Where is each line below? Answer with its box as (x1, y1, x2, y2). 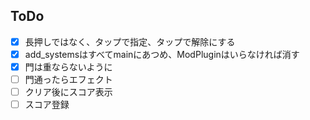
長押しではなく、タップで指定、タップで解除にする (24, 35, 236, 48)
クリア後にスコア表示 (24, 86, 113, 98)
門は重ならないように (24, 60, 113, 73)
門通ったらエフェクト (24, 74, 113, 85)
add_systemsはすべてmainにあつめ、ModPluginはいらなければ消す (24, 48, 300, 60)
